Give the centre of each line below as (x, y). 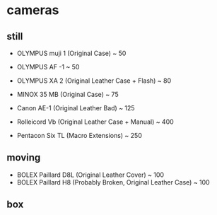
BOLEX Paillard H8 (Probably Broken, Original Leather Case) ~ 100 (113, 182)
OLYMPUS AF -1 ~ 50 (48, 67)
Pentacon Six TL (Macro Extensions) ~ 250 (79, 135)
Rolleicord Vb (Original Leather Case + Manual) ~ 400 (95, 122)
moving (24, 158)
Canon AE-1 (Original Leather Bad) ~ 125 (76, 108)
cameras (33, 10)
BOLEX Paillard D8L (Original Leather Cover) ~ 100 (90, 175)
